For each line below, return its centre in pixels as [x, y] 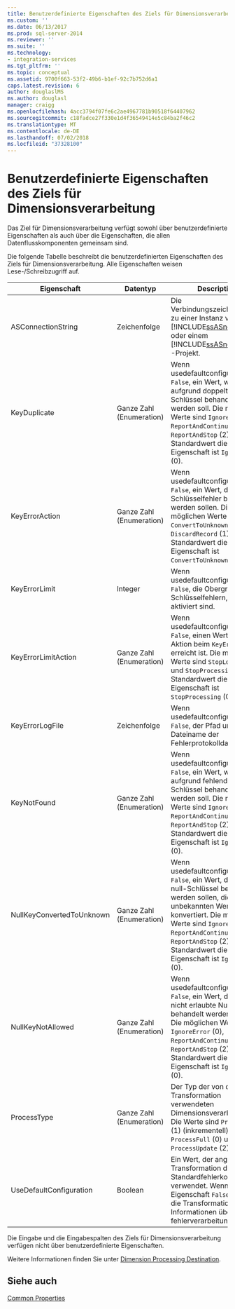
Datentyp [141, 289]
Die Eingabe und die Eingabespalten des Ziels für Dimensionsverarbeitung [114, 1238]
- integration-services [42, 60]
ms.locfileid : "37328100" [45, 144]
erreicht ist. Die [196, 653]
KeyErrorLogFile [37, 726]
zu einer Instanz [197, 318]
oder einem [190, 336]
